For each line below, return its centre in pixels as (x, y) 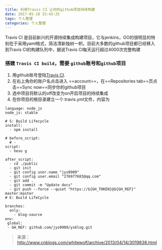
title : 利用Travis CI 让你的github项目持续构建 (50, 9)
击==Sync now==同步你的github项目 (49, 87)
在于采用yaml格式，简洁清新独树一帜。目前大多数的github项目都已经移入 (82, 44)
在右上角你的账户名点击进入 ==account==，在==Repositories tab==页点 (85, 81)
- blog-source (28, 215)
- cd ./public (24, 164)
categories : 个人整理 (26, 23)
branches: (15, 206)
